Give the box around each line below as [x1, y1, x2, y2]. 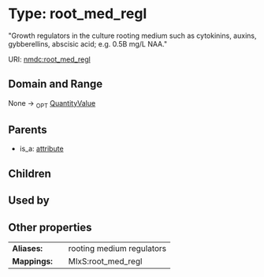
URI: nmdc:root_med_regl [8, 54, 91, 64]
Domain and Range [8, 77, 103, 91]
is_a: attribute [19, 144, 65, 154]
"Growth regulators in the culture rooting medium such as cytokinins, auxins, [8, 31, 257, 40]
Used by [8, 194, 50, 208]
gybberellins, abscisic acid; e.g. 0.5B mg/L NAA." [8, 39, 168, 48]
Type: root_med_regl [8, 5, 147, 23]
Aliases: [12, 242, 43, 253]
